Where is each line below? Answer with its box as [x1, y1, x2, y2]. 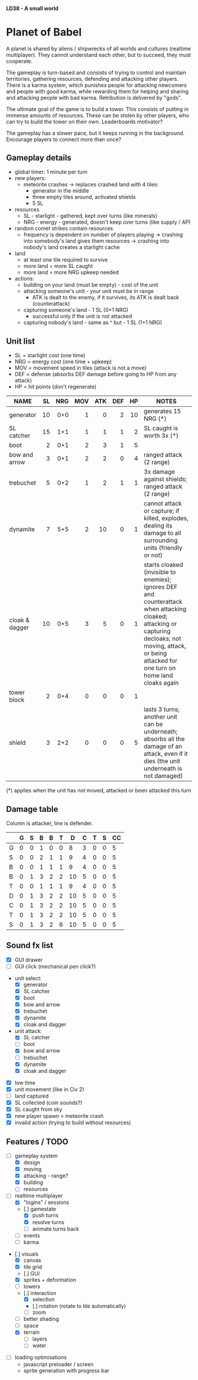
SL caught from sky [14, 1105, 63, 1113]
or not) [143, 551, 163, 559]
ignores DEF [143, 583, 178, 591]
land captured [14, 1092, 49, 1100]
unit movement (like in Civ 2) [14, 1085, 84, 1092]
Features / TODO [6, 1137, 69, 1147]
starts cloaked [143, 561, 183, 569]
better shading [23, 1316, 60, 1323]
